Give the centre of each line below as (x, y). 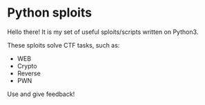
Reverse (29, 73)
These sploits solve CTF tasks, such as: (64, 45)
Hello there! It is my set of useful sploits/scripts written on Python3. (103, 32)
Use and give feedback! (41, 94)
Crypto (27, 66)
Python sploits (49, 13)
